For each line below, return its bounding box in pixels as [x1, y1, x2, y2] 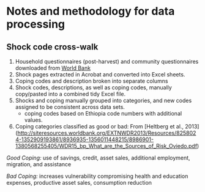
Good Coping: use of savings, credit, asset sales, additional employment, [6, 154, 191, 161]
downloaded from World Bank [15, 64, 91, 72]
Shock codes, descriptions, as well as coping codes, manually [15, 84, 173, 91]
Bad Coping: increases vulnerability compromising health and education [6, 172, 188, 180]
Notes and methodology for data [6, 4, 175, 18]
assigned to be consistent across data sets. [15, 103, 125, 111]
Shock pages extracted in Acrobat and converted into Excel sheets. [15, 71, 185, 78]
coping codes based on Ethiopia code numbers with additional [24, 110, 182, 117]
